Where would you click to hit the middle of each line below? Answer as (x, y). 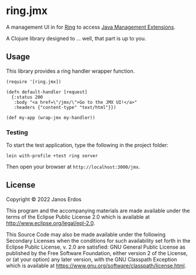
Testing (17, 132)
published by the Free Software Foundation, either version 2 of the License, (97, 253)
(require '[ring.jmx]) (34, 82)
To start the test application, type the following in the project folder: (87, 145)
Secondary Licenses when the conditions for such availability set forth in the (98, 240)
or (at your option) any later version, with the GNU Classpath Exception (92, 259)
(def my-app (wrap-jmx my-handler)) (51, 118)
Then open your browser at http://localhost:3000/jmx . (73, 167)
